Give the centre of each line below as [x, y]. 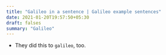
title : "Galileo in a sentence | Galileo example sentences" [84, 12]
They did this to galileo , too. [50, 45]
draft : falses [24, 23]
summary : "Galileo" [30, 28]
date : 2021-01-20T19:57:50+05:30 [48, 17]
